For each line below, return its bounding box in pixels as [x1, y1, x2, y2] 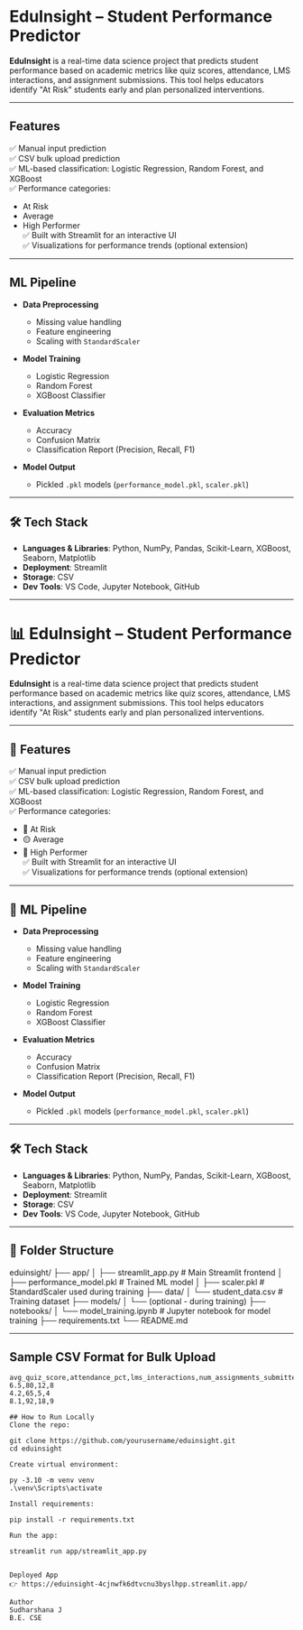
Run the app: [9, 1532, 59, 1541]
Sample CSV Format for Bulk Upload [9, 1349, 216, 1365]
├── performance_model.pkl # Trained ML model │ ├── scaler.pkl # [9, 1276, 265, 1287]
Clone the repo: [9, 1421, 70, 1430]
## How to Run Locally [9, 1412, 95, 1422]
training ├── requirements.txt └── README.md [9, 1315, 188, 1326]
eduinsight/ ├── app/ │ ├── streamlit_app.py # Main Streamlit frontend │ [9, 1266, 283, 1278]
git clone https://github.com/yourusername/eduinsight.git [9, 1437, 236, 1446]
